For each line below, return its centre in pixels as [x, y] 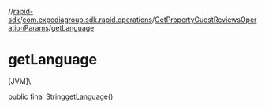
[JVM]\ [20, 81]
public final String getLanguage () [61, 96]
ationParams [29, 28]
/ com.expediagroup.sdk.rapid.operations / [87, 20]
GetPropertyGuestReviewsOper [206, 20]
